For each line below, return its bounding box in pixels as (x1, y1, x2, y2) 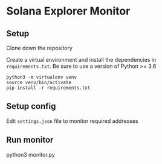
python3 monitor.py (6, 151, 56, 158)
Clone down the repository (6, 44, 73, 51)
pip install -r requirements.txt (6, 85, 91, 91)
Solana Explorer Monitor (6, 4, 131, 18)
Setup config (6, 101, 56, 111)
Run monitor (6, 135, 54, 145)
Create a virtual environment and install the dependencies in (6, 56, 157, 63)
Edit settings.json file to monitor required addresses (6, 117, 138, 125)
